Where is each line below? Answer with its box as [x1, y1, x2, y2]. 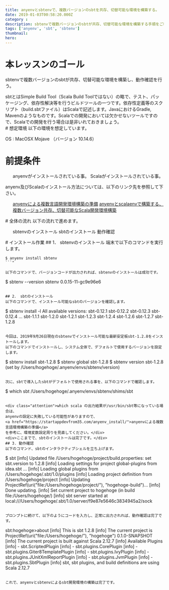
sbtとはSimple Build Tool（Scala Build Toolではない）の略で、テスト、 [5, 93, 151, 99]
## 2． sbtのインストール [5, 294, 54, 299]
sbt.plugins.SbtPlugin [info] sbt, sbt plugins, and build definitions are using [5, 559, 159, 565]
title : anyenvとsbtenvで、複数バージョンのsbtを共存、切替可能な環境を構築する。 [5, 7, 159, 13]
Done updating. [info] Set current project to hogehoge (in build [5, 487, 135, 493]
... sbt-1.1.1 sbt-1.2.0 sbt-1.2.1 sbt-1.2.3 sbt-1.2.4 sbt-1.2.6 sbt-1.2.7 [18, 313, 154, 319]
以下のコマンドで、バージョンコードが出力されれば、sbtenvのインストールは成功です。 [5, 270, 160, 275]
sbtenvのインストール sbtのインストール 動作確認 [12, 228, 115, 235]
